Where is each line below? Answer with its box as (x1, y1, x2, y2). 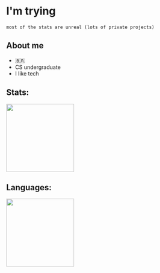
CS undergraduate (14, 63, 61, 71)
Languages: (6, 182, 52, 193)
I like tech (14, 69, 39, 77)
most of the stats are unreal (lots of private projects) (6, 24, 155, 30)
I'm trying (6, 4, 56, 18)
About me (6, 40, 44, 51)
